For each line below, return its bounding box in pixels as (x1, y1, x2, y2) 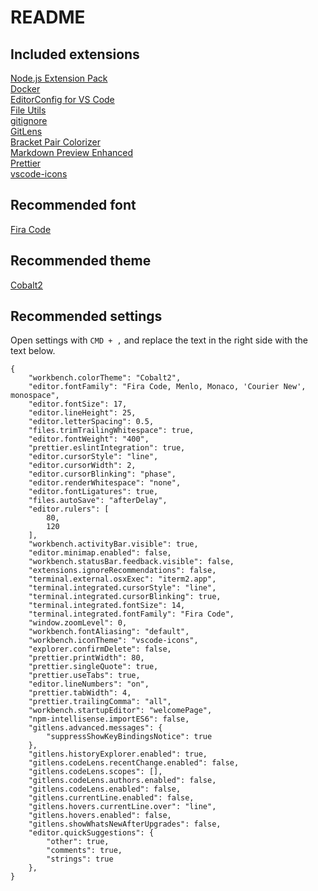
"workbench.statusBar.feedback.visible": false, (28, 557, 235, 567)
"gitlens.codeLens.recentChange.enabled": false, (28, 758, 240, 768)
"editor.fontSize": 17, (28, 399, 128, 410)
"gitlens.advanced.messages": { (28, 723, 163, 733)
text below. (10, 345, 56, 357)
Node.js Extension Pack (10, 72, 108, 84)
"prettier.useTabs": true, (28, 671, 141, 681)
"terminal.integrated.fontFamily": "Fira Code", (28, 609, 235, 620)
